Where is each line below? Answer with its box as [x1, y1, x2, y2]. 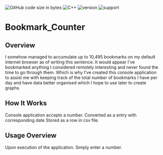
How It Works [5, 99, 47, 107]
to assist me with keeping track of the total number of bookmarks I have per [5, 75, 158, 80]
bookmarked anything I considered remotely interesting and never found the [5, 64, 159, 70]
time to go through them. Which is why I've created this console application [5, 70, 157, 75]
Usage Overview [5, 132, 57, 140]
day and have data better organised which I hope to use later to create [5, 80, 146, 85]
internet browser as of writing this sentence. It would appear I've [5, 59, 135, 65]
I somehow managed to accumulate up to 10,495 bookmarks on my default [5, 54, 156, 59]
